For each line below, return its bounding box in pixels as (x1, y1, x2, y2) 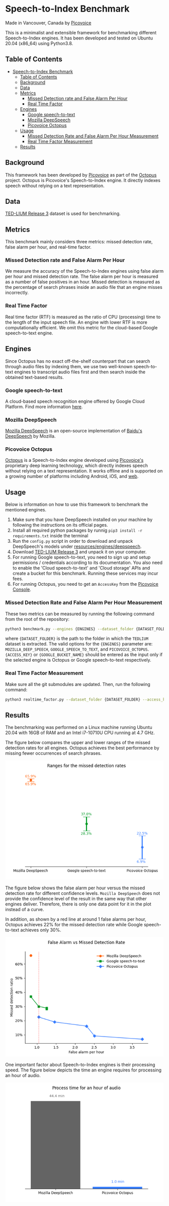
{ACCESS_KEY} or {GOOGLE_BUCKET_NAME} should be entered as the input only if (5, 652, 162, 658)
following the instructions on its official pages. (12, 522, 108, 528)
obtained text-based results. (5, 374, 64, 380)
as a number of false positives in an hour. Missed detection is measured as (5, 279, 160, 285)
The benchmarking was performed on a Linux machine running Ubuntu (5, 724, 152, 730)
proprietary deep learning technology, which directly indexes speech (5, 462, 148, 468)
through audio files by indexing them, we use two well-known (5, 363, 133, 369)
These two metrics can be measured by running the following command (5, 611, 154, 617)
